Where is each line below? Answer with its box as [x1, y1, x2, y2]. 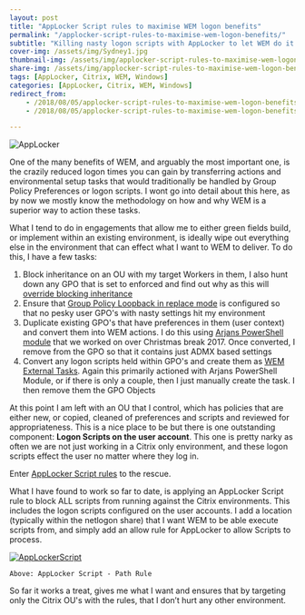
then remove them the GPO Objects [22, 385, 156, 396]
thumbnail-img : [9, 55, 67, 64]
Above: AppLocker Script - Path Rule [9, 570, 152, 579]
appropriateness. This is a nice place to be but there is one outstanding [9, 422, 276, 432]
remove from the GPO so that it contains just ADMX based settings [22, 346, 272, 357]
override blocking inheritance [22, 288, 133, 300]
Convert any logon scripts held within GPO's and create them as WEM [22, 356, 285, 367]
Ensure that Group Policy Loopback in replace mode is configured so [22, 298, 280, 309]
